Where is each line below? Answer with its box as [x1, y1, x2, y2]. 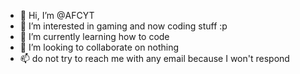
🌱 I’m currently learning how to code [19, 31, 170, 42]
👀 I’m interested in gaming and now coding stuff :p [19, 20, 228, 32]
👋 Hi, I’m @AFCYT [19, 10, 95, 21]
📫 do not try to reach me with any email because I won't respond [19, 53, 290, 64]
